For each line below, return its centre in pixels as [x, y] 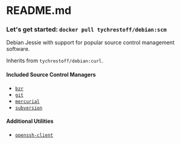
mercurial [27, 101]
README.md [39, 11]
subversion [29, 108]
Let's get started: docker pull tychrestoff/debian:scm [87, 30]
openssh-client [34, 135]
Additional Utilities [30, 121]
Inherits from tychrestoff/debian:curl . [55, 61]
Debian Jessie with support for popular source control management [91, 42]
